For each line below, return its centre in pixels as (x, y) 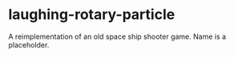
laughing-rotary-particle (92, 15)
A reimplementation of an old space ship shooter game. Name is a (117, 36)
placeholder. (29, 44)
